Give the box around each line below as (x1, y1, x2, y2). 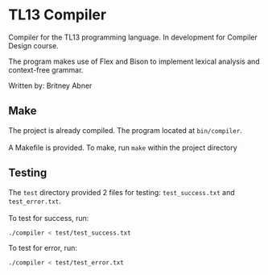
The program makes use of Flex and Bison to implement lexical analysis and (8, 56, 260, 66)
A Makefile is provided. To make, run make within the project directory (8, 143, 237, 152)
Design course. (8, 40, 59, 50)
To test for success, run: (8, 213, 89, 223)
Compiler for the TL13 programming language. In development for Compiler (8, 32, 258, 42)
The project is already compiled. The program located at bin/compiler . (8, 125, 243, 135)
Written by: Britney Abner (8, 81, 93, 90)
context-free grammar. (8, 65, 84, 74)
